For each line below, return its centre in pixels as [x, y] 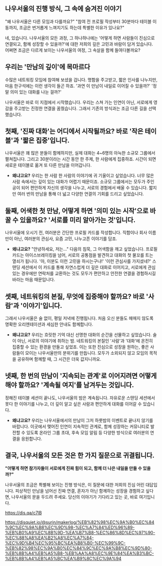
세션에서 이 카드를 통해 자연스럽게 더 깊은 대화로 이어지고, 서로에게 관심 [89, 267]
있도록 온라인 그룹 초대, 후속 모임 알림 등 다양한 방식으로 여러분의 [88, 432]
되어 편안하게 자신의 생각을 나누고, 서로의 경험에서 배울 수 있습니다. [84, 188]
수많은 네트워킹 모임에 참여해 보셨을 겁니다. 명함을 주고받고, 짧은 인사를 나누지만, [81, 80]
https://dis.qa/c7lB [24, 513]
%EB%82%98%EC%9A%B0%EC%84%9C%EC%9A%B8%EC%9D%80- [79, 548]
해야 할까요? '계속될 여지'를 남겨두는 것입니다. [70, 385]
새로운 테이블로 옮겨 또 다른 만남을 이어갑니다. [49, 165]
